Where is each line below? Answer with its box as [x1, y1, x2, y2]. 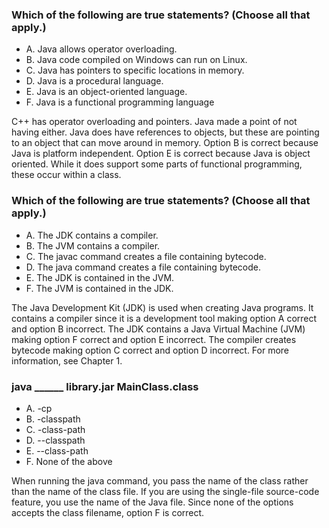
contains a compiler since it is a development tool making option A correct [11, 312, 318, 324]
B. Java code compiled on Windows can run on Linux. [25, 54, 248, 66]
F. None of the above [25, 455, 113, 467]
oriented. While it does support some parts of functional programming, [11, 158, 303, 170]
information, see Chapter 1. [11, 354, 123, 367]
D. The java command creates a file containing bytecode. [25, 261, 262, 273]
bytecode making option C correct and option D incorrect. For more [11, 344, 290, 356]
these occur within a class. [11, 169, 122, 181]
